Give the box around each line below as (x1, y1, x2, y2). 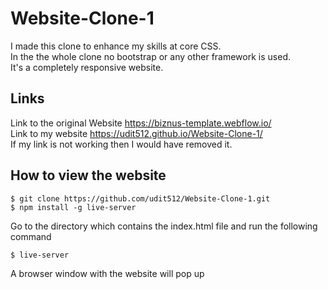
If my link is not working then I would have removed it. (10, 138, 233, 150)
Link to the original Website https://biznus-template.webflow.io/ (10, 117, 272, 129)
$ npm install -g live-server (10, 202, 137, 212)
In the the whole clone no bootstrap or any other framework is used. (10, 50, 291, 62)
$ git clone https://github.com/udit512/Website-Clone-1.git (10, 193, 271, 204)
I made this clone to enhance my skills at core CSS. (10, 40, 222, 52)
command (10, 230, 52, 242)
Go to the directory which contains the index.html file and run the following (10, 220, 318, 232)
